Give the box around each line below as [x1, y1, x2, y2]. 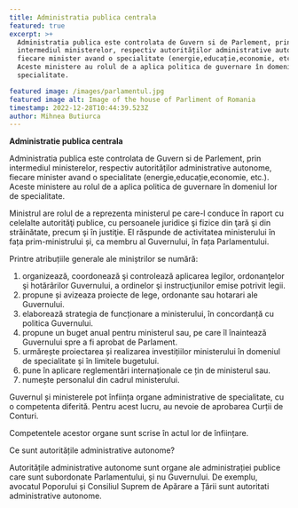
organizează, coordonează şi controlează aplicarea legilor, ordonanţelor [21, 271, 286, 282]
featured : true [9, 21, 66, 30]
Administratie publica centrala [9, 136, 123, 147]
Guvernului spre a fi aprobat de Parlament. [21, 337, 178, 347]
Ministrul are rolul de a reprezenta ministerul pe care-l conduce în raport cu [9, 208, 285, 218]
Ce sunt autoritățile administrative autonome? [9, 445, 176, 456]
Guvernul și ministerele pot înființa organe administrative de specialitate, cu [9, 392, 285, 402]
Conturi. [9, 410, 39, 422]
